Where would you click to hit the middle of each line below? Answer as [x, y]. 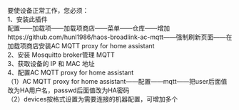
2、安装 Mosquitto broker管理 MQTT [61, 55]
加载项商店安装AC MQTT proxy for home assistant [81, 46]
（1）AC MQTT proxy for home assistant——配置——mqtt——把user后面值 [117, 81]
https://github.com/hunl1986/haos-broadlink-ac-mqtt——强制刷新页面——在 [120, 37]
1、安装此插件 [27, 19]
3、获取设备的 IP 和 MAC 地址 [51, 64]
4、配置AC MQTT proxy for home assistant [71, 72]
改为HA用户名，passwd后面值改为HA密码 [68, 90]
